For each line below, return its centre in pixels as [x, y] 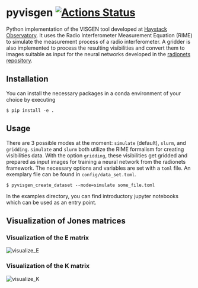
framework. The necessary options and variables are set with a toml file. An [98, 168]
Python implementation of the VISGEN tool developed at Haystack [87, 29]
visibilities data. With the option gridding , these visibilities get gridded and [97, 155]
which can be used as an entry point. [51, 202]
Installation [27, 79]
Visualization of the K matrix [48, 266]
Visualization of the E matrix [47, 238]
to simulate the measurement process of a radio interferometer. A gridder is [98, 41]
